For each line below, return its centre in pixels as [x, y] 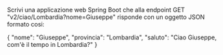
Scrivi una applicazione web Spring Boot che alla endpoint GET [96, 10]
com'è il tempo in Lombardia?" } [52, 44]
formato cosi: [26, 24]
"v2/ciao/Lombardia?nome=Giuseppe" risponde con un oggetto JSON [106, 17]
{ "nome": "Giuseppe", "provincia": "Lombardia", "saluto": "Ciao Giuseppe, [112, 37]
